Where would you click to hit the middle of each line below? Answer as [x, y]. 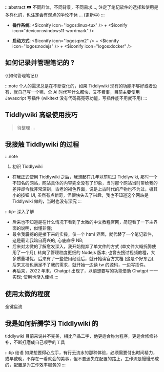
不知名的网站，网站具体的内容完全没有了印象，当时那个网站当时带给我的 [85, 183]
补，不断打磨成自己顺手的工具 [35, 342]
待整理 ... [26, 127]
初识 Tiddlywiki [27, 166]
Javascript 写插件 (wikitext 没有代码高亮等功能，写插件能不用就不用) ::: [76, 98]
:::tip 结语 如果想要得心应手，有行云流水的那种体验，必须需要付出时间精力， [81, 352]
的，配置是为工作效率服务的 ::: [35, 365]
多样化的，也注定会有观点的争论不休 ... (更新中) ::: [55, 15]
